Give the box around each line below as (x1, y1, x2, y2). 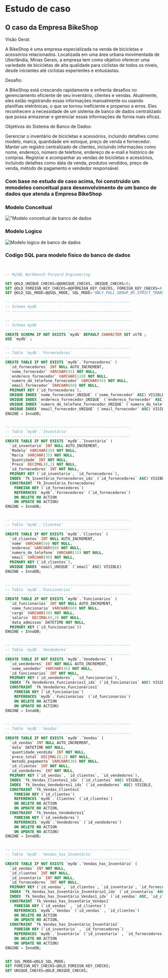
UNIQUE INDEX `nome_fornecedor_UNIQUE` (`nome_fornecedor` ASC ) (9, 393, 146, 398)
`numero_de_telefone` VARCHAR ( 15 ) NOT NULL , (9, 550, 104, 556)
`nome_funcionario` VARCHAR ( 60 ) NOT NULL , (9, 606, 99, 611)
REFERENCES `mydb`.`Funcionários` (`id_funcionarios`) (14, 694, 131, 699)
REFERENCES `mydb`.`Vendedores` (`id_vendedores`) (14, 820, 122, 825)
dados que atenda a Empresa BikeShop (5, 190, 102, 197)
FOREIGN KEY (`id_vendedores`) (14, 815, 79, 820)
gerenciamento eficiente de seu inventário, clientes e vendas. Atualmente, (5, 93, 158, 98)
